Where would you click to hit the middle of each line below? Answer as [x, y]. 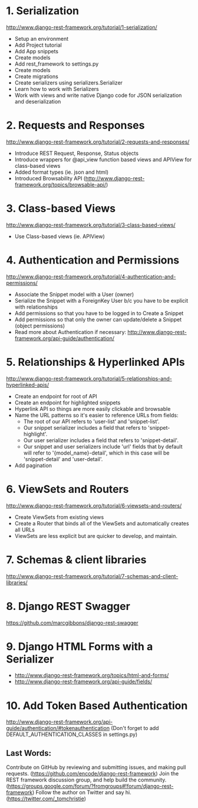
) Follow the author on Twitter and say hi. [82, 793]
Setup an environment [42, 38]
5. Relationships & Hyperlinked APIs [96, 362]
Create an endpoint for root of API [56, 396]
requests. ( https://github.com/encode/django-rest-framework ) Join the [93, 774]
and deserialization [38, 101]
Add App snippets [37, 51]
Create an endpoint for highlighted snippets [67, 403]
